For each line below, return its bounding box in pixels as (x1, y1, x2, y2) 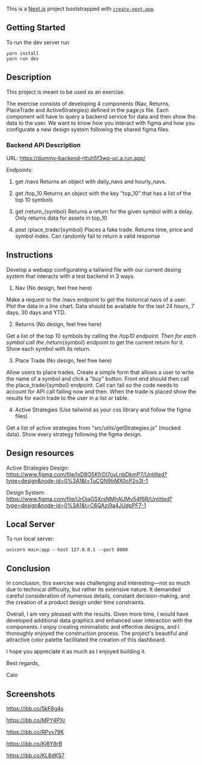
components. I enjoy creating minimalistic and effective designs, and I (6, 623, 180, 631)
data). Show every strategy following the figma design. (6, 430, 143, 438)
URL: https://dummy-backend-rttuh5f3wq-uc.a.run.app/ (6, 154, 146, 162)
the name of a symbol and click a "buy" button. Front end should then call (6, 375, 189, 382)
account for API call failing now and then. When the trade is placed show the (6, 387, 197, 395)
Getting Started (6, 22, 66, 33)
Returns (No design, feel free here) (14, 320, 102, 327)
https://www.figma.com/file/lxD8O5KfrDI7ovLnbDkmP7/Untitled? (6, 470, 168, 478)
